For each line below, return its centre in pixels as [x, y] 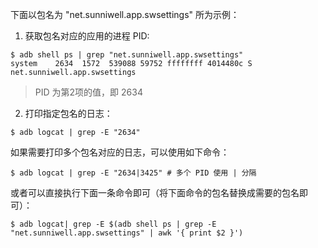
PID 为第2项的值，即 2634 [88, 92]
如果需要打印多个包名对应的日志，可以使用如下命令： [120, 152]
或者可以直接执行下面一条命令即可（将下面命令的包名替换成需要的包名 [155, 192]
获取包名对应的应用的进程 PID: [87, 36]
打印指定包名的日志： [68, 113]
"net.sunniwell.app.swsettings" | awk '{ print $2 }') [127, 233]
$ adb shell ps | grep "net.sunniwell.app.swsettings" [127, 55]
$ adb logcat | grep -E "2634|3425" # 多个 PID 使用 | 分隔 [133, 173]
